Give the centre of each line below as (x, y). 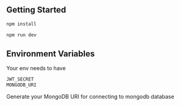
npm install (21, 24)
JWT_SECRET (20, 79)
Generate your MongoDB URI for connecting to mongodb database (90, 97)
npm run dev (21, 35)
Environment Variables (51, 54)
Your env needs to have (36, 68)
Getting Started (36, 10)
